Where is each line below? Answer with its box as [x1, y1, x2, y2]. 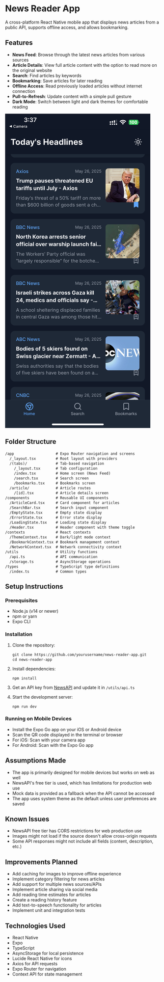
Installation [5, 631, 33, 638]
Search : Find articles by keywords [12, 72, 82, 79]
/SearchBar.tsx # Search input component [9, 505, 109, 510]
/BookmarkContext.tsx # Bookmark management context [9, 540, 120, 545]
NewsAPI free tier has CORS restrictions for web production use [12, 828, 142, 834]
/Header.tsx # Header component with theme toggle [9, 525, 135, 530]
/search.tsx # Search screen [14, 476, 89, 481]
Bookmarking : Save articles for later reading [12, 78, 103, 83]
